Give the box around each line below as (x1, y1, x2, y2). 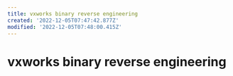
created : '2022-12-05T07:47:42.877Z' (7, 17, 119, 24)
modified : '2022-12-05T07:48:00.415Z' (7, 23, 122, 30)
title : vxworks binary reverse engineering (7, 10, 139, 18)
